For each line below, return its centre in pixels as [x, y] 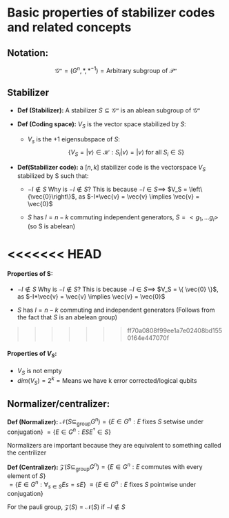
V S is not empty [39, 371]
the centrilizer [27, 452]
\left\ [196, 189]
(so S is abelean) [51, 226]
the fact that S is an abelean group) [67, 317]
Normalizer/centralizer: [59, 404]
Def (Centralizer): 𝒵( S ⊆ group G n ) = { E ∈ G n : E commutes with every [105, 467]
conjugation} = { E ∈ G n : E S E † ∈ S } [59, 431]
